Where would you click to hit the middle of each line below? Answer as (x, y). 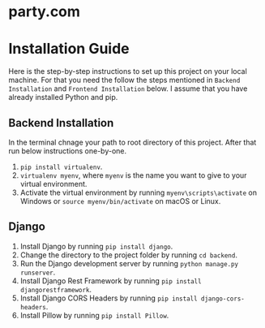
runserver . (38, 272)
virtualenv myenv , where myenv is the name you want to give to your (133, 175)
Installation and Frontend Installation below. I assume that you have (128, 88)
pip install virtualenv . (61, 166)
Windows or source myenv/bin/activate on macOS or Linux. (120, 201)
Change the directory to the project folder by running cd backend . (128, 255)
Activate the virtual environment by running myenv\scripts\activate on (139, 192)
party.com (45, 12)
